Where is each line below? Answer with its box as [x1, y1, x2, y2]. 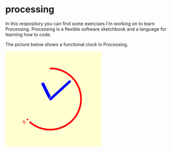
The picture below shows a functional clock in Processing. [5, 41, 129, 47]
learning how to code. [5, 31, 52, 37]
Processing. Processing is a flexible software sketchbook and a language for [5, 26, 167, 32]
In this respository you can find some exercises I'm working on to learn [5, 20, 155, 27]
